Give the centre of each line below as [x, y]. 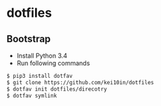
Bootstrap [29, 39]
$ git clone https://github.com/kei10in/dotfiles [80, 82]
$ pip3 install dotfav [40, 76]
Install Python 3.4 [42, 55]
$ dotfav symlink [32, 95]
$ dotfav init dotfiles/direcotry [57, 89]
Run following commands [53, 63]
